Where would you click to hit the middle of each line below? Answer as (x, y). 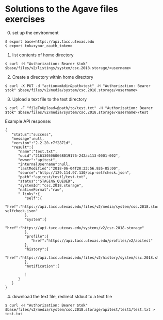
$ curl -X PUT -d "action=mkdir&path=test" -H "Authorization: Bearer (78, 86)
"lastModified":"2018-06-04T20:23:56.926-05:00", (69, 168)
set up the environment (35, 33)
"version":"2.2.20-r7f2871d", (42, 143)
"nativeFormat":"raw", (41, 190)
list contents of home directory (43, 55)
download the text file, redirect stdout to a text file (62, 296)
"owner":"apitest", (37, 160)
